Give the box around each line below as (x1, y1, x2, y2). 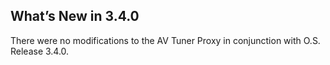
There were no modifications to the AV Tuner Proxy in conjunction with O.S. (10, 34, 321, 46)
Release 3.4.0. (10, 45, 70, 57)
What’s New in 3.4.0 (10, 8, 140, 25)
